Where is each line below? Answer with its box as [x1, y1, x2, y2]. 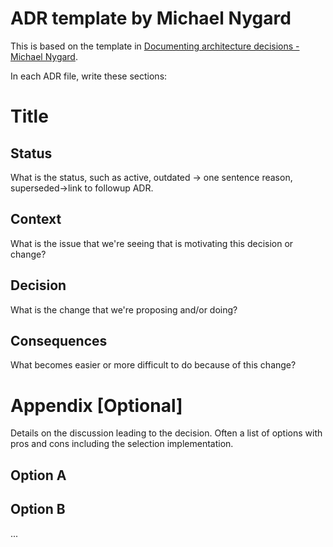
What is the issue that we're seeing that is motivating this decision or [10, 237, 294, 249]
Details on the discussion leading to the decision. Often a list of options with [10, 427, 323, 439]
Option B [10, 501, 66, 518]
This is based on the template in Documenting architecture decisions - [10, 40, 300, 52]
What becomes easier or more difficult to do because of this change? [10, 359, 297, 371]
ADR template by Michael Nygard [10, 7, 292, 30]
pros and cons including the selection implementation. [10, 438, 234, 450]
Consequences [10, 332, 108, 349]
